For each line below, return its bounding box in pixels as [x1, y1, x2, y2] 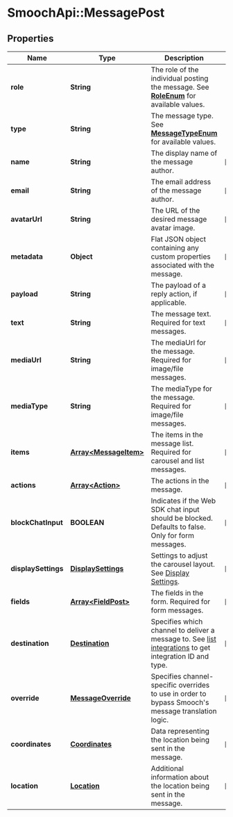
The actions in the [150, 476, 209, 485]
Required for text [150, 318, 206, 327]
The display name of [150, 148, 218, 158]
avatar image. [150, 223, 196, 232]
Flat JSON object [150, 234, 207, 244]
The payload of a [150, 280, 207, 290]
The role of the [150, 65, 199, 74]
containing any [150, 243, 199, 252]
